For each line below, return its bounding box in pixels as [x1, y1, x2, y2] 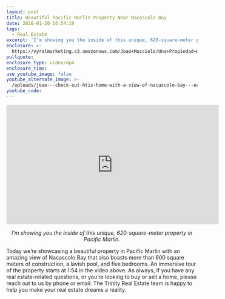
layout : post [6, 8, 39, 15]
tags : [6, 25, 20, 32]
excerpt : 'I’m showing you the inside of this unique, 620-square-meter [6, 37, 194, 43]
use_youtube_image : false [6, 71, 72, 77]
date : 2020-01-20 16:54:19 [6, 20, 75, 26]
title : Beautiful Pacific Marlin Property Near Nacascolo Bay [6, 15, 167, 21]
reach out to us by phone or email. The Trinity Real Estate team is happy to [6, 280, 193, 287]
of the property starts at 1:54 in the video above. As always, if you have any [6, 266, 195, 274]
